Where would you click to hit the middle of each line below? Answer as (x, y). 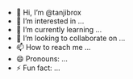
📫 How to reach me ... (53, 47)
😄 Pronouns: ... (42, 59)
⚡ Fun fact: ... (38, 68)
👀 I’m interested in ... (50, 21)
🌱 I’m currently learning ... (59, 29)
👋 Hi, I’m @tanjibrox (49, 12)
